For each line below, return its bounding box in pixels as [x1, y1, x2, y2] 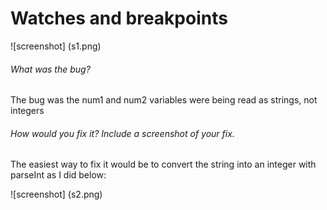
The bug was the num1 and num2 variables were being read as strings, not [10, 94, 318, 106]
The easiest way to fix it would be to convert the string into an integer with [10, 158, 317, 171]
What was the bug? [10, 63, 91, 75]
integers [10, 105, 45, 117]
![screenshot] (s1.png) [10, 40, 102, 52]
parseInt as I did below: [10, 169, 107, 181]
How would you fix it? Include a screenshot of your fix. [10, 127, 235, 139]
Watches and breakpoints [10, 7, 228, 30]
